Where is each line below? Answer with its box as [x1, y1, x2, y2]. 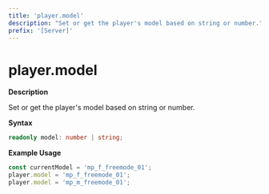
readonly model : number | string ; [8, 133, 124, 142]
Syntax [8, 118, 33, 128]
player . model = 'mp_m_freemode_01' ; [8, 178, 130, 186]
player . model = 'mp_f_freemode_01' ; [8, 171, 130, 180]
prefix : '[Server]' [8, 26, 74, 34]
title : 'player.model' [8, 11, 84, 20]
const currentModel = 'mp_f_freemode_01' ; [8, 164, 152, 172]
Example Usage [8, 148, 62, 158]
